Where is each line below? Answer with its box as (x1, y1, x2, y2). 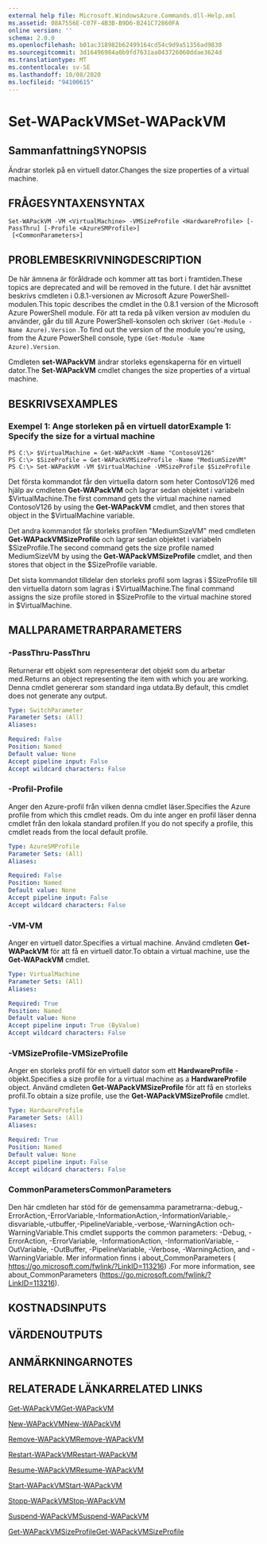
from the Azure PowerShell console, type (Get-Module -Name (8, 333, 205, 343)
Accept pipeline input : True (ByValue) (8, 1022, 141, 1030)
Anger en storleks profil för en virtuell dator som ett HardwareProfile (8, 1066, 234, 1076)
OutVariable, (8, 1244, 49, 1254)
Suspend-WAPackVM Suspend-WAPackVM (8, 1511, 149, 1521)
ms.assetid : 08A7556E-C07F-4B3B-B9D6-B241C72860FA (8, 19, 180, 27)
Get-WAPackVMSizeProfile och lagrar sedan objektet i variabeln (8, 534, 222, 544)
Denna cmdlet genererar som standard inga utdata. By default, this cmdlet (8, 682, 249, 692)
